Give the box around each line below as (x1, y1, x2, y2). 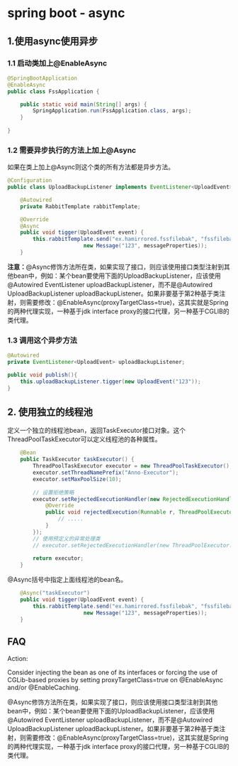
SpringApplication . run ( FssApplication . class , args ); (33, 107, 192, 114)
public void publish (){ (7, 371, 78, 378)
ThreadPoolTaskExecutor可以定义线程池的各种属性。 (7, 435, 161, 443)
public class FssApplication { (7, 87, 100, 95)
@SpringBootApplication (7, 75, 78, 82)
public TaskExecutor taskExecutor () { (20, 456, 135, 463)
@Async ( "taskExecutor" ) (20, 590, 91, 597)
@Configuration (7, 177, 52, 184)
